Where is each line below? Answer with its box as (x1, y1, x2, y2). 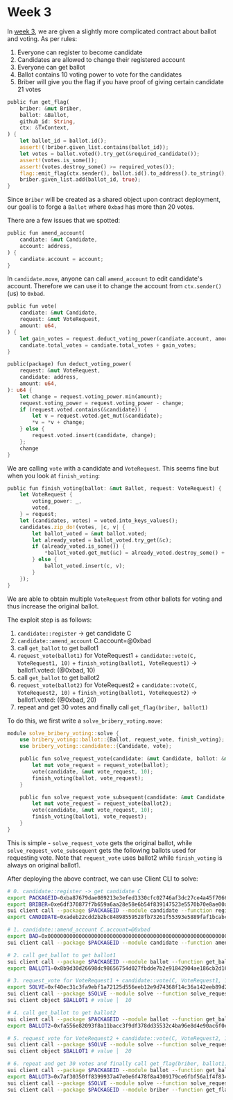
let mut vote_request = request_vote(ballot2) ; (32, 800, 172, 808)
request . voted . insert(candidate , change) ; (32, 432, 157, 439)
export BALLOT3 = (7, 1073, 54, 1080)
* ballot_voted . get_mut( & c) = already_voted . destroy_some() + (44, 549, 225, 557)
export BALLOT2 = (7, 1022, 54, 1029)
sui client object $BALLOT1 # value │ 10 (7, 997, 132, 1004)
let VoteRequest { (19, 492, 73, 498)
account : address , (19, 242, 73, 249)
